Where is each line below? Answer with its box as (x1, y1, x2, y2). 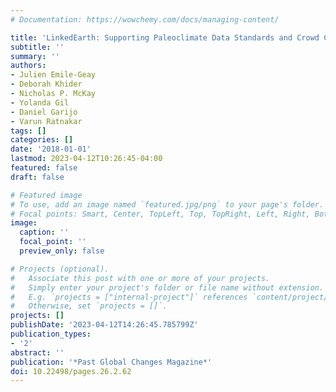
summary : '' (10, 51, 60, 61)
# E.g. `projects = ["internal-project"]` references (10, 292, 248, 302)
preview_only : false (19, 246, 105, 256)
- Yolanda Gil (10, 97, 70, 108)
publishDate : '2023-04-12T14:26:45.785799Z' (10, 320, 199, 330)
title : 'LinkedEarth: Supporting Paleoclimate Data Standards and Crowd (10, 32, 320, 43)
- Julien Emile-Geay (10, 70, 97, 80)
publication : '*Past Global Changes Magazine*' (10, 357, 213, 367)
